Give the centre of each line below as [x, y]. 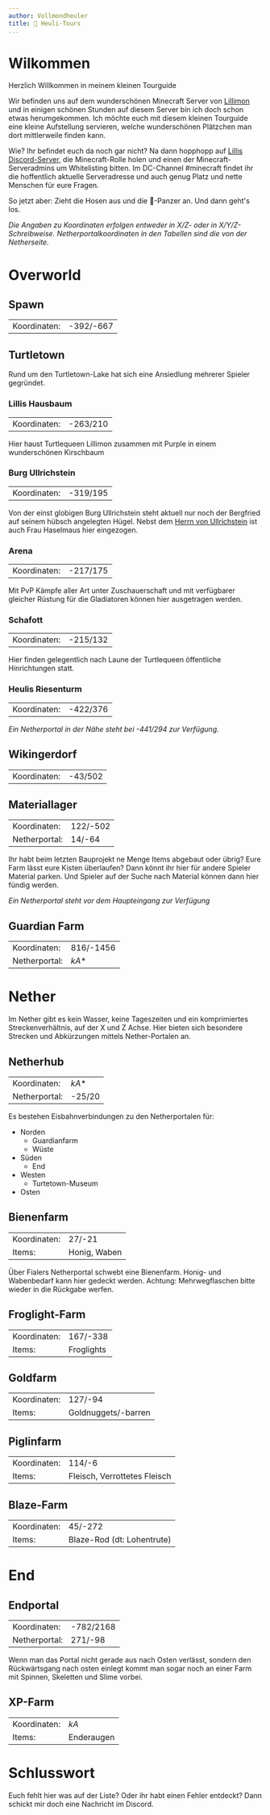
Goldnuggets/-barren [109, 1412]
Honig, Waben [95, 1252]
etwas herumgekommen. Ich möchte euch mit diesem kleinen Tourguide [128, 119]
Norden [33, 1132]
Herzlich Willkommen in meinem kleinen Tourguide [93, 86]
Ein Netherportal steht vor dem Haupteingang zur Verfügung [109, 901]
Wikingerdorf [43, 755]
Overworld [45, 275]
